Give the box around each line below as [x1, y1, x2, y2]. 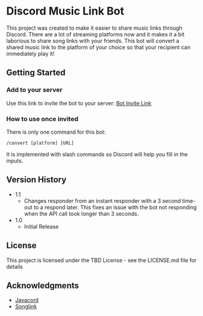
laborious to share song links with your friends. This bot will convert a [6, 37, 179, 44]
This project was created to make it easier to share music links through [6, 24, 182, 31]
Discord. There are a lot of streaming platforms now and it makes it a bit [6, 30, 185, 38]
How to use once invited [6, 114, 79, 123]
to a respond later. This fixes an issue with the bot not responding [33, 203, 197, 211]
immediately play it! [6, 50, 55, 57]
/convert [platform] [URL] [6, 140, 74, 146]
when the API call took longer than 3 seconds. [24, 210, 139, 217]
